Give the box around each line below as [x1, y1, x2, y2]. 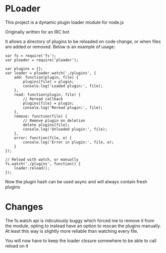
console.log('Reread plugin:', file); [23, 105, 103, 110]
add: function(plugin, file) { [14, 75, 79, 80]
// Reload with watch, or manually [5, 157, 79, 162]
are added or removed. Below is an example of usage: [5, 43, 115, 49]
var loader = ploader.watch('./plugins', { [5, 70, 97, 76]
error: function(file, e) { [14, 135, 72, 140]
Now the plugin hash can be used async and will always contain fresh [5, 178, 148, 184]
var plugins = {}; [5, 66, 43, 71]
